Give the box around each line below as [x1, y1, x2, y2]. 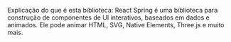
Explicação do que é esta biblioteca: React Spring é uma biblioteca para [7, 6, 218, 14]
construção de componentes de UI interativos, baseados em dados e [7, 13, 210, 22]
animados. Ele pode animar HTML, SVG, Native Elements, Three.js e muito [7, 21, 225, 29]
